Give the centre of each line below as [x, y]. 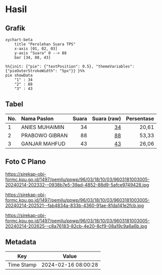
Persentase [140, 118]
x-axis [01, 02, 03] [36, 49]
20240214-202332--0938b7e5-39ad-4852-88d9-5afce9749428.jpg [77, 185]
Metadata [21, 242]
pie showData [19, 75]
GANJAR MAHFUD [43, 143]
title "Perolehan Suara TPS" [45, 44]
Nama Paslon [37, 118]
